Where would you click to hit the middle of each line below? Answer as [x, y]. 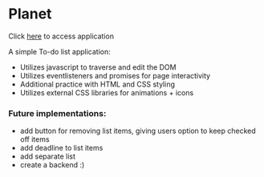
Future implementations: [57, 113]
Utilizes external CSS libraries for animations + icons [107, 92]
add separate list [48, 156]
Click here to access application [61, 36]
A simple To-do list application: [59, 51]
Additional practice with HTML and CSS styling [97, 84]
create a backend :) [52, 165]
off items [35, 139]
